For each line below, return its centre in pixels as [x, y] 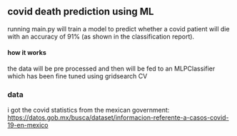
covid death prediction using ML [81, 12]
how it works [27, 53]
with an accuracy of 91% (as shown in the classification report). [101, 36]
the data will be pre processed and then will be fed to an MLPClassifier [111, 69]
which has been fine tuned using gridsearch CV [77, 76]
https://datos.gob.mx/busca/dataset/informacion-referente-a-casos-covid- [118, 117]
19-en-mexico [28, 125]
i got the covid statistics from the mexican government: [89, 110]
